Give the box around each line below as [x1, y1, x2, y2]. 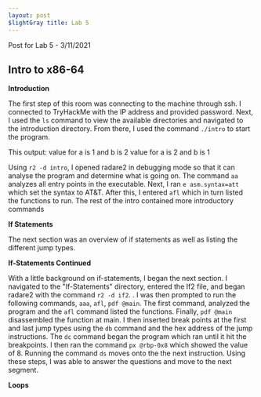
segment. [8, 366, 39, 375]
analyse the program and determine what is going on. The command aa [8, 171, 239, 180]
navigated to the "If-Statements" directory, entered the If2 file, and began [8, 282, 245, 291]
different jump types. [8, 243, 76, 253]
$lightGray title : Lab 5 [8, 19, 89, 27]
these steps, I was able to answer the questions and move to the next [8, 357, 232, 366]
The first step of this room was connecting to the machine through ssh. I [8, 99, 241, 108]
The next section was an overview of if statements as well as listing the [8, 235, 238, 244]
